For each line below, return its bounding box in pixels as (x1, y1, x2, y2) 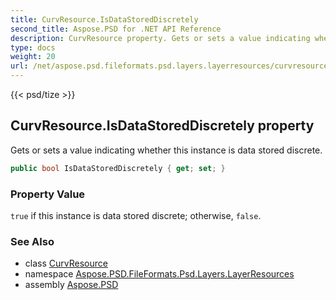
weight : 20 (10, 52, 56, 62)
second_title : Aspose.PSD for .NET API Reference (10, 24, 222, 34)
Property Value (10, 187, 86, 201)
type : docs (10, 42, 56, 53)
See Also (10, 234, 55, 248)
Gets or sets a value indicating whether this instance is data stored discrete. (10, 144, 323, 156)
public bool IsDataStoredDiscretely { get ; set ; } (10, 163, 226, 173)
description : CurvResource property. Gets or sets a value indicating (10, 33, 311, 43)
